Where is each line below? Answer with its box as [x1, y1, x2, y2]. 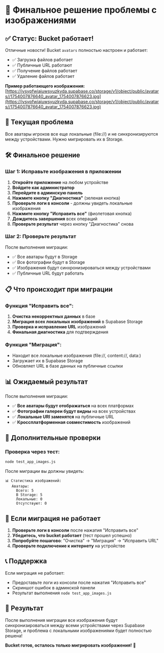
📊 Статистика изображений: [5, 478, 62, 484]
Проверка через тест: [5, 448, 60, 455]
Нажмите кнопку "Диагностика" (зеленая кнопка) [12, 195, 120, 201]
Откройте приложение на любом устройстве [12, 179, 109, 185]
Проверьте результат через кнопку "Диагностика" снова [12, 221, 134, 227]
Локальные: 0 [16, 497, 43, 502]
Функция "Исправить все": [5, 303, 74, 309]
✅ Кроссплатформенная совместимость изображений [12, 419, 131, 425]
